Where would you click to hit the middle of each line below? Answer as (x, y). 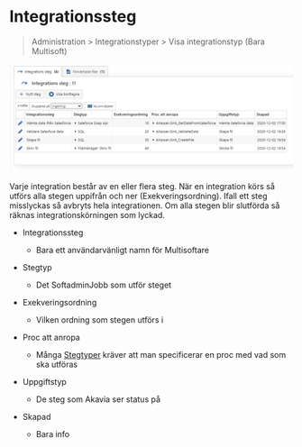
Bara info (53, 433)
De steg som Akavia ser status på (98, 399)
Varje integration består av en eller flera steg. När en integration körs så (142, 186)
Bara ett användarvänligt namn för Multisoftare (123, 250)
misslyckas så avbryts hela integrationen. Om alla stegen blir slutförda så (145, 205)
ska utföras (57, 364)
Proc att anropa (51, 337)
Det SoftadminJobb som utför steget (104, 285)
